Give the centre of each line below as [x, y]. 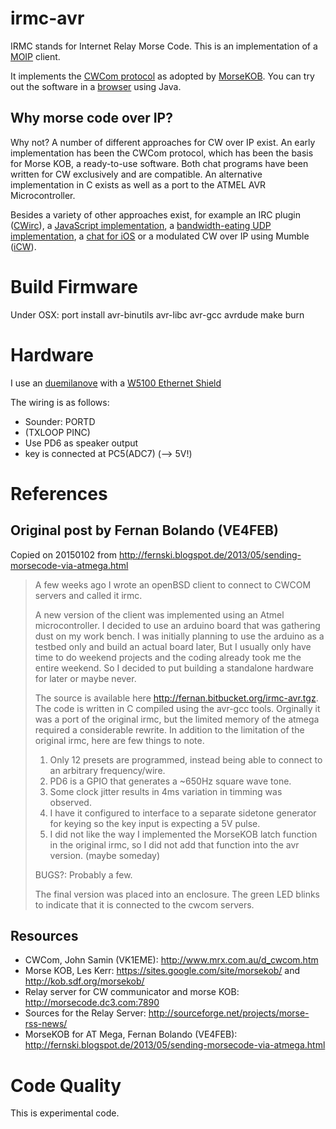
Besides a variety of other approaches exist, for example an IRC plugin [155, 214]
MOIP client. [35, 56]
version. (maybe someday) [105, 855]
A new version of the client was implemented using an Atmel [159, 614]
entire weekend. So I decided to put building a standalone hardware [174, 668]
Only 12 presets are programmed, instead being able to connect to [186, 759]
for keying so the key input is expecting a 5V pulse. [155, 823]
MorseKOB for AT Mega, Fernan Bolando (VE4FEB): [131, 1034]
